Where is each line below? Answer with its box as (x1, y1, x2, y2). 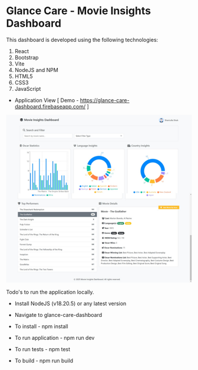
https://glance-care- (80, 96, 130, 104)
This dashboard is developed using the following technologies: (6, 36, 159, 43)
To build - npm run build (14, 357, 74, 364)
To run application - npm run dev (14, 334, 95, 341)
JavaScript (14, 85, 41, 92)
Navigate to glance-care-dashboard (14, 311, 103, 318)
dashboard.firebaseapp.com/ (14, 103, 86, 110)
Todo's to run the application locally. (6, 288, 94, 296)
